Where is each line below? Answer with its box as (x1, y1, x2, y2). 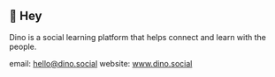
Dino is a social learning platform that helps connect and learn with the (9, 31, 267, 42)
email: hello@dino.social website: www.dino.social (9, 58, 193, 68)
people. (9, 41, 37, 52)
